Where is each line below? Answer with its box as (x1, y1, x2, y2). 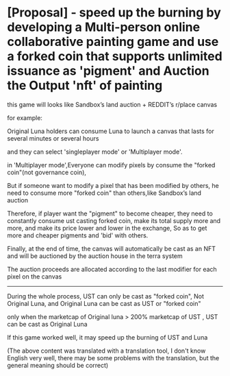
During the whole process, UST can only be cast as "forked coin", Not (7, 292, 204, 300)
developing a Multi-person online (7, 19, 201, 35)
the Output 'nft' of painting (7, 78, 163, 93)
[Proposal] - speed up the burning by (7, 5, 221, 21)
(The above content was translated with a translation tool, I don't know (7, 346, 206, 355)
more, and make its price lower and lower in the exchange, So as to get (7, 224, 207, 232)
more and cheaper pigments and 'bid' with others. (7, 231, 149, 239)
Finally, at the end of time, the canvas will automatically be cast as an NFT (7, 244, 216, 252)
